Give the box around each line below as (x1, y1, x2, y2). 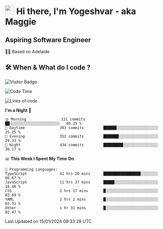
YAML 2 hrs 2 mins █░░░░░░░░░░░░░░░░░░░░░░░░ (5, 197, 159, 202)
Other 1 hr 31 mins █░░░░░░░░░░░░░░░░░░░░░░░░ (5, 206, 159, 210)
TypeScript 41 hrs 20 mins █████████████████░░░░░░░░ (5, 171, 159, 176)
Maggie (5, 16, 37, 27)
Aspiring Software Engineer (5, 36, 91, 44)
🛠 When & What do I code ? (5, 64, 91, 72)
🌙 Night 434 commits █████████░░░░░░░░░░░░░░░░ (5, 142, 159, 147)
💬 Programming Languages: (5, 167, 58, 172)
